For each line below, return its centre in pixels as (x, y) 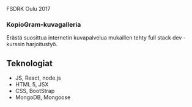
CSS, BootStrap (35, 91)
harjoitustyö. (42, 44)
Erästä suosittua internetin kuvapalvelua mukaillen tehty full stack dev (94, 38)
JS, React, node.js (38, 78)
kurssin (16, 44)
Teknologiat (30, 63)
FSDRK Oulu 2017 (28, 9)
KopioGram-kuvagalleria (44, 24)
